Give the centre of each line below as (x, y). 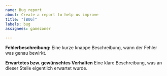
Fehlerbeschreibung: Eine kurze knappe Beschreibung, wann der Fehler (81, 48)
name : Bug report (24, 10)
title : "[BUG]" (21, 19)
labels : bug (18, 24)
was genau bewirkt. (26, 53)
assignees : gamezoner (28, 29)
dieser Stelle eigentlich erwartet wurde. (46, 68)
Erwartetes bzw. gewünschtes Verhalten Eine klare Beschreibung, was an (84, 63)
